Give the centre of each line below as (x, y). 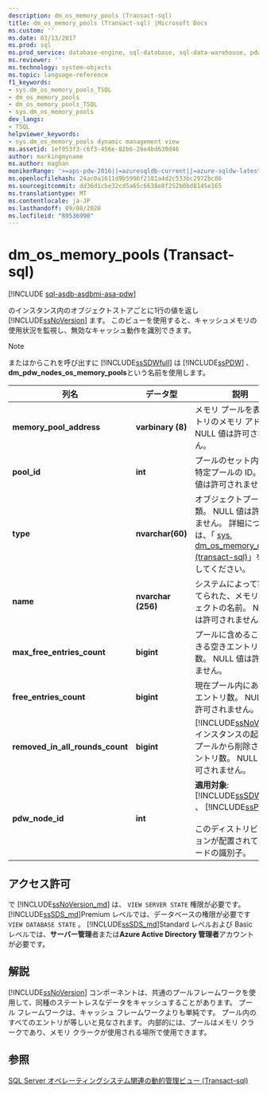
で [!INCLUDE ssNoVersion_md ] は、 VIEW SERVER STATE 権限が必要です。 (127, 904)
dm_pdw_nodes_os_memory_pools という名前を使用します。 (109, 373)
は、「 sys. (213, 535)
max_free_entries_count (59, 652)
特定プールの (219, 472)
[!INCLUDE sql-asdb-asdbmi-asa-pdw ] (72, 294)
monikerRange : (32, 171)
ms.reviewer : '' (35, 61)
